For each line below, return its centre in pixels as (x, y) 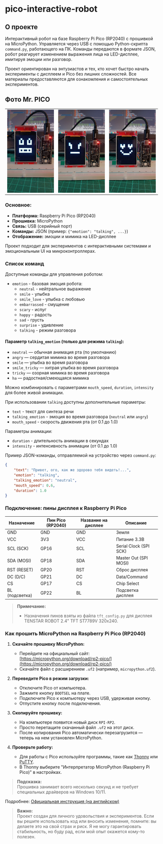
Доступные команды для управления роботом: (54, 274)
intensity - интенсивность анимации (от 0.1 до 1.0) (65, 446)
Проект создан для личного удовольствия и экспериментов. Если (85, 816)
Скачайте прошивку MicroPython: (48, 644)
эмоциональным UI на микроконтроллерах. (50, 251)
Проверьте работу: (33, 747)
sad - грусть (32, 319)
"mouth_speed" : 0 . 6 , (34, 486)
